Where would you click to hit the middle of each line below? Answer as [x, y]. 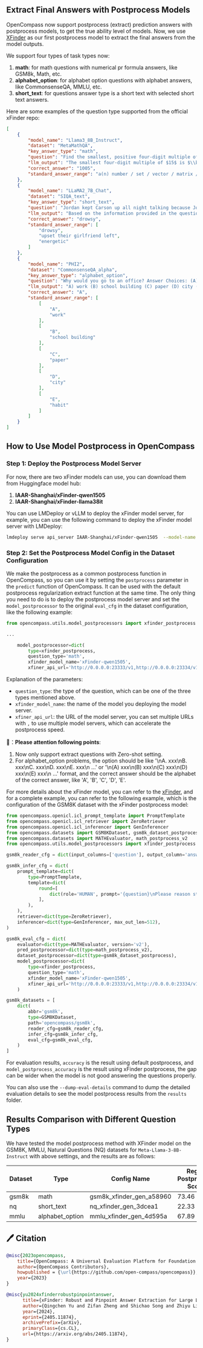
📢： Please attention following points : [54, 742]
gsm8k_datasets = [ [31, 1000]
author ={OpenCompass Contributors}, [63, 1267]
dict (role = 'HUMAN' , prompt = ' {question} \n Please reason [120, 894]
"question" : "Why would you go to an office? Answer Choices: [108, 281]
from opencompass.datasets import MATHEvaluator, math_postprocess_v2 [97, 838]
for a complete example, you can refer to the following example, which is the [101, 798]
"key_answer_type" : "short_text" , [71, 202]
